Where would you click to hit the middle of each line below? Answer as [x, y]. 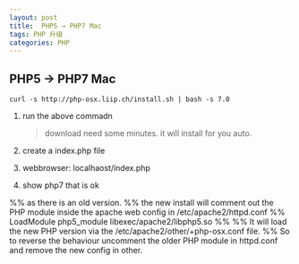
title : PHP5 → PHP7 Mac [56, 26]
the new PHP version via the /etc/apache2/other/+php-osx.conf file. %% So [149, 231]
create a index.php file [64, 151]
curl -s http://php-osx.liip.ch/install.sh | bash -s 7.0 [120, 99]
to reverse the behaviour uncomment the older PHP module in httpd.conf [144, 241]
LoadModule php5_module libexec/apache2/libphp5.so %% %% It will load [148, 222]
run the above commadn [68, 116]
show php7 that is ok [61, 185]
